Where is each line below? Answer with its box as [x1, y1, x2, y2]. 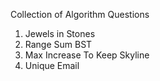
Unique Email [24, 60, 80, 71]
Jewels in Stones [24, 28, 96, 39]
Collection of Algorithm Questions [10, 9, 150, 20]
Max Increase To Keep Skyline [24, 49, 150, 61]
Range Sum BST [24, 39, 93, 50]
